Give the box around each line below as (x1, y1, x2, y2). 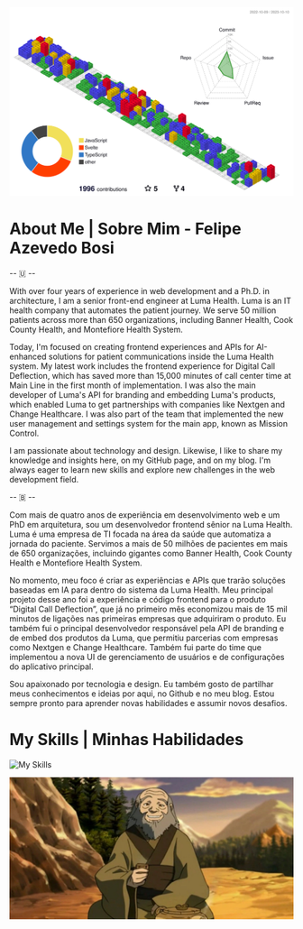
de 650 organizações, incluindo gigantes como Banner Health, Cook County (9, 548, 293, 559)
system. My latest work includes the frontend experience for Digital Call (9, 361, 276, 372)
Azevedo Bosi (9, 238, 115, 259)
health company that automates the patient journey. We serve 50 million (9, 305, 277, 316)
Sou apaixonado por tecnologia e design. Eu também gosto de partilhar (9, 679, 274, 690)
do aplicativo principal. (9, 661, 95, 672)
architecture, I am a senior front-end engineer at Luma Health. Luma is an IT (9, 296, 291, 307)
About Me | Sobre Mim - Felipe (9, 219, 242, 239)
